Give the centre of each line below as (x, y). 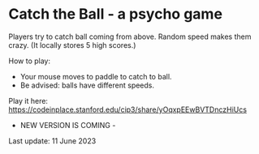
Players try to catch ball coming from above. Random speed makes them (130, 36)
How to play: (30, 61)
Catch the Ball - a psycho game (116, 14)
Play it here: (28, 101)
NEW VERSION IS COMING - (68, 125)
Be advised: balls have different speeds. (87, 85)
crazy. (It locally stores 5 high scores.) (72, 45)
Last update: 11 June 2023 (52, 141)
